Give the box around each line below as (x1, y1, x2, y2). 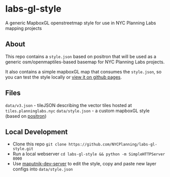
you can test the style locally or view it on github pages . (5, 74, 122, 80)
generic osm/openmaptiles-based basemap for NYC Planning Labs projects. (5, 59, 165, 65)
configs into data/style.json (12, 166, 73, 172)
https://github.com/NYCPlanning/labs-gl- (68, 142, 157, 147)
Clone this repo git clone (12, 141, 67, 147)
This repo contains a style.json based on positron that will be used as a (5, 53, 156, 59)
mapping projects (5, 25, 42, 31)
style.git (12, 147, 34, 152)
